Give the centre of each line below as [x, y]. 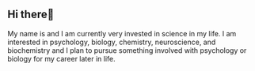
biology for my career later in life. [61, 58]
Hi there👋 [31, 15]
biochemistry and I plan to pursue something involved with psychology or [127, 50]
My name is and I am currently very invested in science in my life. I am [122, 33]
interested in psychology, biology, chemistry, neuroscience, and [112, 42]
